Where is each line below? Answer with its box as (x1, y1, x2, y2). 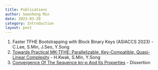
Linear (12, 54, 26, 60)
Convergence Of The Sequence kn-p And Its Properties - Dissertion (12, 60, 151, 66)
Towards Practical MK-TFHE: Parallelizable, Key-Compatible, (12, 49, 135, 55)
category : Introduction (5, 21, 54, 26)
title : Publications (5, 7, 48, 12)
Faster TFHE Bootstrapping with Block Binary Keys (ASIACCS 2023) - (12, 39, 154, 45)
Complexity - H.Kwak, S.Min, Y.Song (26, 54, 101, 60)
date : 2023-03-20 (5, 16, 41, 21)
